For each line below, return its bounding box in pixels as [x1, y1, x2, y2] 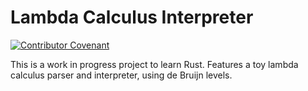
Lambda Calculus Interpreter [10, 6, 254, 29]
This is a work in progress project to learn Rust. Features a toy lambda [10, 58, 299, 70]
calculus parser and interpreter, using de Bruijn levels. [10, 69, 233, 81]
